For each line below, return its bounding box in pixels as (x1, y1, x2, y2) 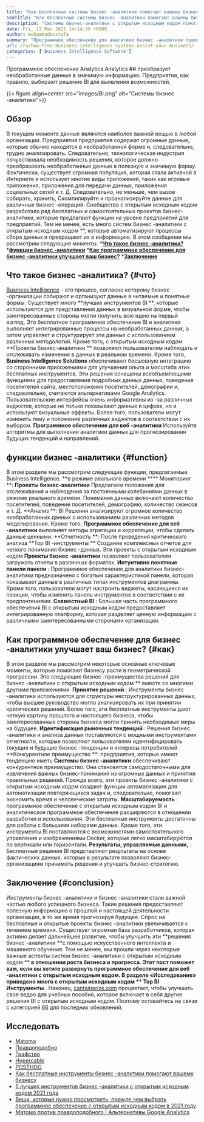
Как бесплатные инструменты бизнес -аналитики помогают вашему (15, 1070, 194, 1077)
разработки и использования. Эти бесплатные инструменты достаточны (6, 815, 196, 822)
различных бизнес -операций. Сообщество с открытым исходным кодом (6, 201, 197, 208)
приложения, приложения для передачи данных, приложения (6, 182, 167, 189)
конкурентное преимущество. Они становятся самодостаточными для (6, 764, 191, 770)
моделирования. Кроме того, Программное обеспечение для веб (6, 520, 180, 527)
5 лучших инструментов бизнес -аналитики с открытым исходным (15, 1083, 189, 1090)
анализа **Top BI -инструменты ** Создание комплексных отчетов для (6, 539, 192, 547)
